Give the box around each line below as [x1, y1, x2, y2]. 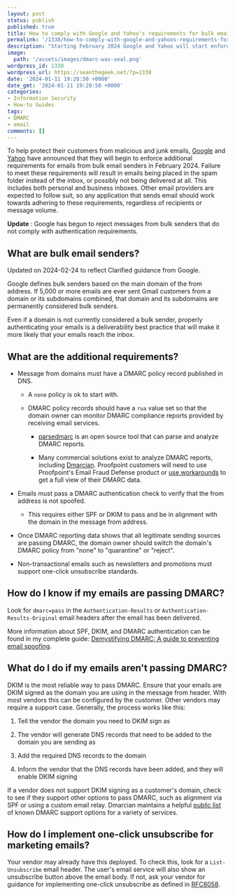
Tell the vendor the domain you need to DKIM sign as [17, 716, 171, 725]
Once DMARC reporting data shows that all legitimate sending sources [17, 532, 221, 539]
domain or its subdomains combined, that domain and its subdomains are [7, 295, 219, 303]
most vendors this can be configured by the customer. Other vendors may [7, 695, 221, 704]
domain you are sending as [17, 737, 96, 746]
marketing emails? [7, 840, 90, 852]
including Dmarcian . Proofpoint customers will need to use [38, 461, 208, 469]
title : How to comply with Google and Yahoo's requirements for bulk [7, 29, 215, 37]
